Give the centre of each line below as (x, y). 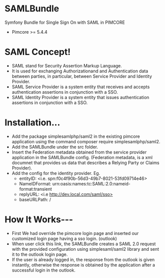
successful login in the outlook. (43, 270)
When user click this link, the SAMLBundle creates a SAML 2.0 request (84, 244)
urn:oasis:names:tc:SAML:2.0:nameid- (91, 183)
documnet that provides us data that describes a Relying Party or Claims (85, 163)
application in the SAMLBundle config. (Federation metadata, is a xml (82, 157)
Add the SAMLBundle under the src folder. (55, 147)
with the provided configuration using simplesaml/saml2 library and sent (85, 249)
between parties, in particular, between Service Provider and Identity (82, 76)
